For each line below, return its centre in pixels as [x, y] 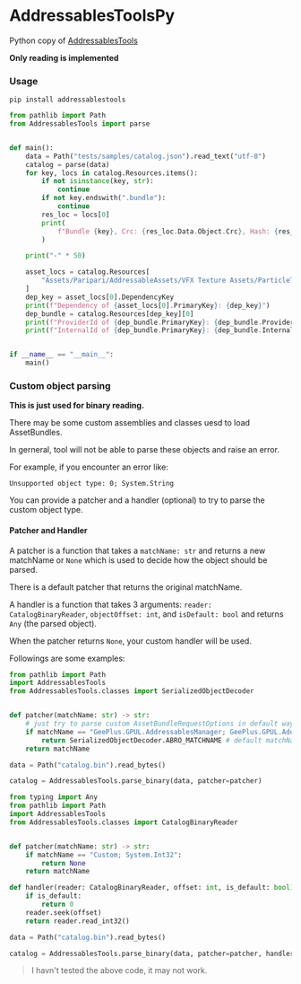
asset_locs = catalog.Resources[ [88, 272]
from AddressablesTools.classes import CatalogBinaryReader [124, 822]
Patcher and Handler [48, 530]
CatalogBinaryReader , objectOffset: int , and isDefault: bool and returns [146, 614]
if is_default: [54, 896]
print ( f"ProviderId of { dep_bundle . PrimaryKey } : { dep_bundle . [144, 322]
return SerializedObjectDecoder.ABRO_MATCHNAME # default [152, 740]
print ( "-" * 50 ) [56, 256]
